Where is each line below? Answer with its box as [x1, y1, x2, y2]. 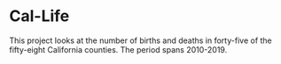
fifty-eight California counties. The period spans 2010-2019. [9, 44, 228, 54]
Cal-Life [9, 6, 70, 26]
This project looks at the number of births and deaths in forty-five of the [9, 35, 272, 46]
